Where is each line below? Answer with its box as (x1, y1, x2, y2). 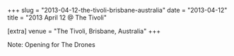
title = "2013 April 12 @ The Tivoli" (7, 13, 107, 22)
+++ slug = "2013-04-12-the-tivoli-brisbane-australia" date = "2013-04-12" (7, 6, 228, 14)
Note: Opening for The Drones (7, 41, 95, 48)
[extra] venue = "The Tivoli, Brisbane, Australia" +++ (7, 27, 161, 35)
